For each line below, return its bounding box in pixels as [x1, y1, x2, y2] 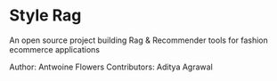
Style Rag [9, 5, 82, 26]
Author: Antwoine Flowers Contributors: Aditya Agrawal [9, 61, 214, 72]
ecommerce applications [9, 44, 101, 54]
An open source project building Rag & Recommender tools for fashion [9, 35, 269, 45]
